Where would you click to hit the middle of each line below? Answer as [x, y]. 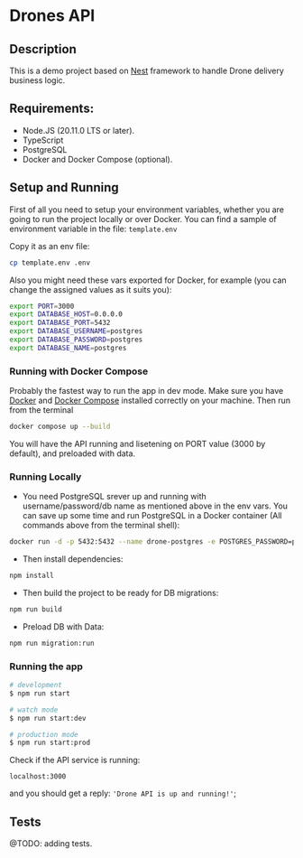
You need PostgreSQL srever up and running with [115, 497]
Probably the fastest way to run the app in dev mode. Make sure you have [147, 391]
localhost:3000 [38, 777]
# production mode [44, 734]
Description [43, 49]
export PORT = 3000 [42, 306]
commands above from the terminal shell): [101, 526]
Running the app [46, 667]
